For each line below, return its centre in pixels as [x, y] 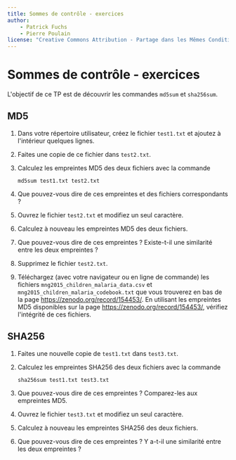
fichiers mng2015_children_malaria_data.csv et [85, 284]
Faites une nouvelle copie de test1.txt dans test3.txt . [98, 353]
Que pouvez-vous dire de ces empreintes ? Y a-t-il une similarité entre [119, 441]
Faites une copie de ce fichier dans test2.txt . [84, 154]
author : [19, 20]
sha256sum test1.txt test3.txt [63, 380]
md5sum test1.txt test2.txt [58, 181]
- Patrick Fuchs [44, 27]
